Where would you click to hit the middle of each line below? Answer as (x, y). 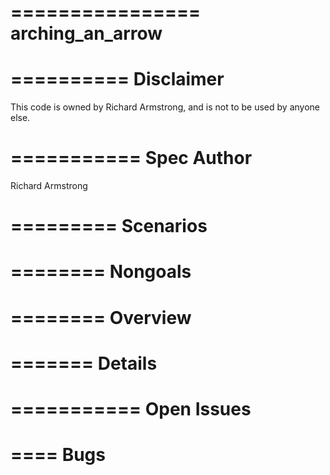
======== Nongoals (101, 272)
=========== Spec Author (131, 158)
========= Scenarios (109, 226)
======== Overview (101, 317)
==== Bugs (58, 455)
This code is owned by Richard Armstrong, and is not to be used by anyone (165, 107)
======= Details (84, 363)
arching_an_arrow (86, 33)
